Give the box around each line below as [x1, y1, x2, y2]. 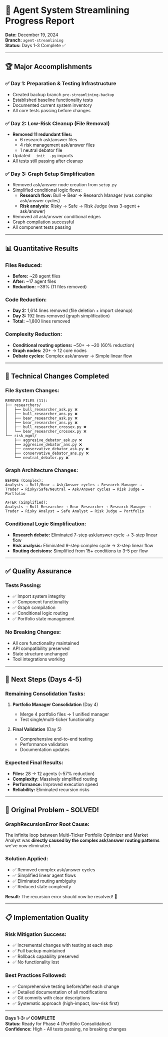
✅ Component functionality [12, 599, 69, 605]
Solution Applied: [5, 855, 48, 862]
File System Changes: [5, 387, 59, 394]
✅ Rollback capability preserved [12, 953, 79, 959]
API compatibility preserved [12, 645, 70, 651]
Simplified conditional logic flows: [12, 187, 82, 193]
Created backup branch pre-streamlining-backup [12, 91, 114, 97]
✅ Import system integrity [12, 593, 66, 599]
